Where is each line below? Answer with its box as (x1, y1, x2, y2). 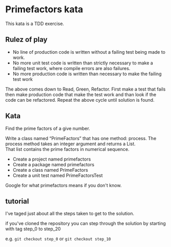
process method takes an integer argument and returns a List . (5, 141, 136, 147)
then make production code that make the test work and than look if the (5, 91, 157, 98)
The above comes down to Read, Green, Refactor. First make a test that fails (5, 86, 166, 92)
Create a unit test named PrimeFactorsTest (12, 172, 103, 178)
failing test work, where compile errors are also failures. (12, 65, 131, 71)
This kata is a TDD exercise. (5, 20, 65, 27)
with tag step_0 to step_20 (5, 226, 61, 232)
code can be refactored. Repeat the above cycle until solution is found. (5, 97, 155, 103)
